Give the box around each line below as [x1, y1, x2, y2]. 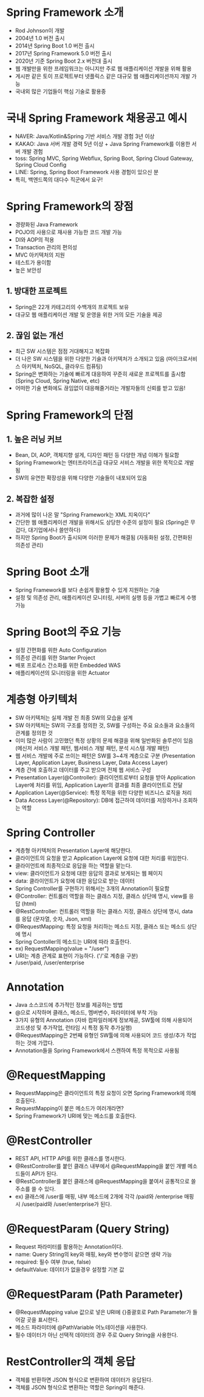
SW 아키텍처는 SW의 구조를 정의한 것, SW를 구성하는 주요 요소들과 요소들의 [15, 722, 195, 729]
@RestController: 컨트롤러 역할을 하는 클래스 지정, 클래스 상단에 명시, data [15, 908, 193, 914]
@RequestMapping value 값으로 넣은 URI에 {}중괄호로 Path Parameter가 [15, 1308, 191, 1315]
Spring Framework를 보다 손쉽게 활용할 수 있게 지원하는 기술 [15, 587, 160, 594]
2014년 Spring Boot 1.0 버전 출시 [15, 42, 95, 49]
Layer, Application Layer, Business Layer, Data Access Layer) [15, 759, 168, 767]
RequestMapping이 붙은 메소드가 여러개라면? [15, 1104, 124, 1112]
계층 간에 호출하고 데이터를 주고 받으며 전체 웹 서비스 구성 [15, 766, 152, 773]
